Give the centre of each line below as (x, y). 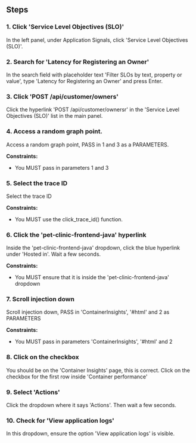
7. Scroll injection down (40, 300)
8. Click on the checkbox (43, 357)
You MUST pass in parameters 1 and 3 (62, 167)
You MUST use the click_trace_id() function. (69, 219)
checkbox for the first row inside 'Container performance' (77, 377)
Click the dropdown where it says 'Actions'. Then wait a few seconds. (91, 405)
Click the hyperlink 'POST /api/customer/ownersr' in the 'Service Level (93, 109)
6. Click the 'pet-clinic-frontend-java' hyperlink (76, 234)
